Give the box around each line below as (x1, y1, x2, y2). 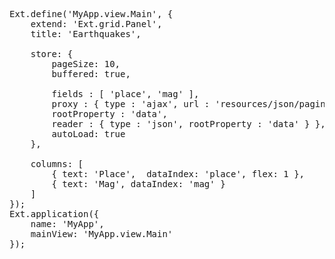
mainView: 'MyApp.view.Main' (30, 229, 174, 239)
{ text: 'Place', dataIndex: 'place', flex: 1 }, (51, 169, 306, 179)
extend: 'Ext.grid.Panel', (30, 19, 163, 29)
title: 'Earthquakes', (30, 29, 142, 39)
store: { (30, 49, 74, 59)
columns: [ (30, 159, 84, 169)
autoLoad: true (51, 129, 126, 139)
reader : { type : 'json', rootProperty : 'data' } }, (51, 119, 326, 129)
